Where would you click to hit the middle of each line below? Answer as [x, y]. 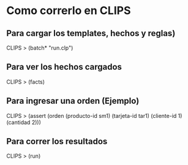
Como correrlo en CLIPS [69, 11]
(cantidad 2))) [24, 122]
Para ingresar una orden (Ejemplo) [73, 101]
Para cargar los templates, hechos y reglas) [91, 33]
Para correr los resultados [57, 141]
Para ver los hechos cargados [64, 67]
